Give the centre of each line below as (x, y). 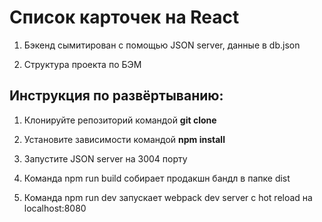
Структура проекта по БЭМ (82, 64)
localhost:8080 (55, 208)
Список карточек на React (124, 17)
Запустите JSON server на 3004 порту (105, 158)
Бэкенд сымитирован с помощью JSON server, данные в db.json (162, 45)
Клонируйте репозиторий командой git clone (120, 120)
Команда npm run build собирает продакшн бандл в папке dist (157, 178)
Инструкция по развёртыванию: (116, 96)
